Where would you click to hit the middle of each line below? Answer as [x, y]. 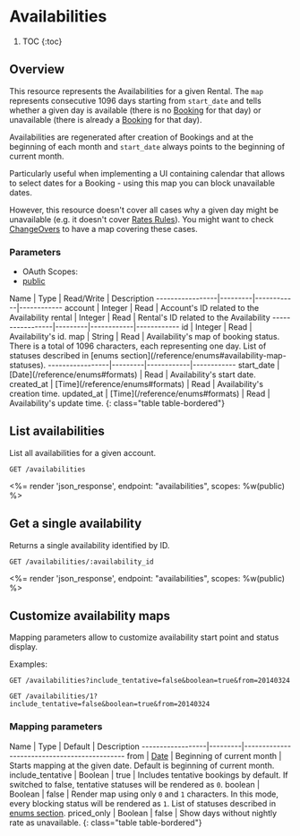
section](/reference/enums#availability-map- [203, 356]
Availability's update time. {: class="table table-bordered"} [117, 403]
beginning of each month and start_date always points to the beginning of [147, 146]
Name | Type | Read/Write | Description [82, 298]
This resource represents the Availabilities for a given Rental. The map [137, 90]
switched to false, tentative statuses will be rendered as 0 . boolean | [135, 784]
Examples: [28, 664]
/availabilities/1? [62, 696]
